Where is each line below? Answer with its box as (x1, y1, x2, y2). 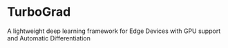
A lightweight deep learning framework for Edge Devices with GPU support (7, 27, 221, 35)
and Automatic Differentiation (7, 34, 91, 42)
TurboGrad (7, 4, 71, 20)
